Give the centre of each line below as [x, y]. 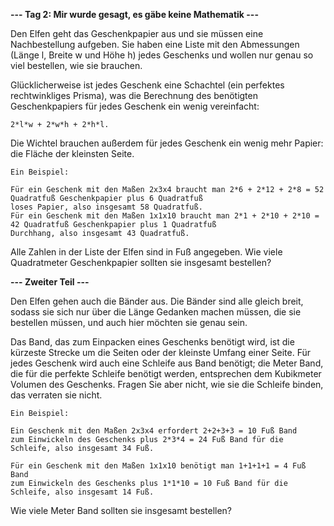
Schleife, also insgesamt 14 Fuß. [82, 492]
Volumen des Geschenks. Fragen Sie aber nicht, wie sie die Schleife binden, [167, 384]
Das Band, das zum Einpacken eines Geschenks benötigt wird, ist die [152, 342]
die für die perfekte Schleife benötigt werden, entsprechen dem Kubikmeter [166, 373]
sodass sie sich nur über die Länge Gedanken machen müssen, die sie [156, 312]
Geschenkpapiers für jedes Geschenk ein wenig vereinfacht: [135, 106]
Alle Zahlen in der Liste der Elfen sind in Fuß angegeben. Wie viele [146, 252]
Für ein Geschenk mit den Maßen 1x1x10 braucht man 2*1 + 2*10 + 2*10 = [165, 216]
